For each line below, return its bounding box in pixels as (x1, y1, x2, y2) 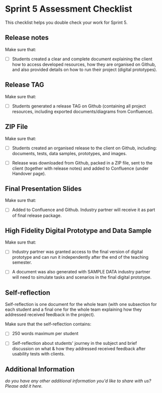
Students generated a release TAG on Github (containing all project (12, 103, 146, 109)
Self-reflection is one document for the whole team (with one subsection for (5, 302, 157, 307)
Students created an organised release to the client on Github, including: (12, 145, 157, 151)
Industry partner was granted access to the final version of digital (12, 249, 143, 255)
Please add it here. (5, 383, 43, 389)
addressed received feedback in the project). (5, 312, 96, 318)
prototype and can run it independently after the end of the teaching (12, 254, 149, 260)
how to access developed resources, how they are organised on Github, (12, 61, 156, 67)
